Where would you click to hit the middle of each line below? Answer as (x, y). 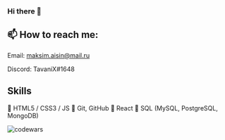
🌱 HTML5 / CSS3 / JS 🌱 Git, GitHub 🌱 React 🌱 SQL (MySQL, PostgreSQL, (113, 108)
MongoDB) (23, 115)
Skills (19, 91)
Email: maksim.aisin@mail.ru (49, 55)
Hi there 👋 (25, 11)
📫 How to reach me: (53, 35)
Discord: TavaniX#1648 (41, 69)
